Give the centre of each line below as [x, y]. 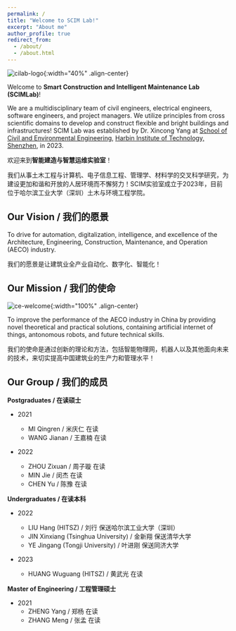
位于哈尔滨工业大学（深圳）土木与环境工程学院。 [78, 192]
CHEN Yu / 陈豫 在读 [58, 484]
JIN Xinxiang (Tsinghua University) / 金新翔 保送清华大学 [110, 537]
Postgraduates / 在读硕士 [44, 400]
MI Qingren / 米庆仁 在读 [63, 429]
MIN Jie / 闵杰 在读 [55, 475]
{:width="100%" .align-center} [94, 306]
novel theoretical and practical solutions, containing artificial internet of [110, 327]
